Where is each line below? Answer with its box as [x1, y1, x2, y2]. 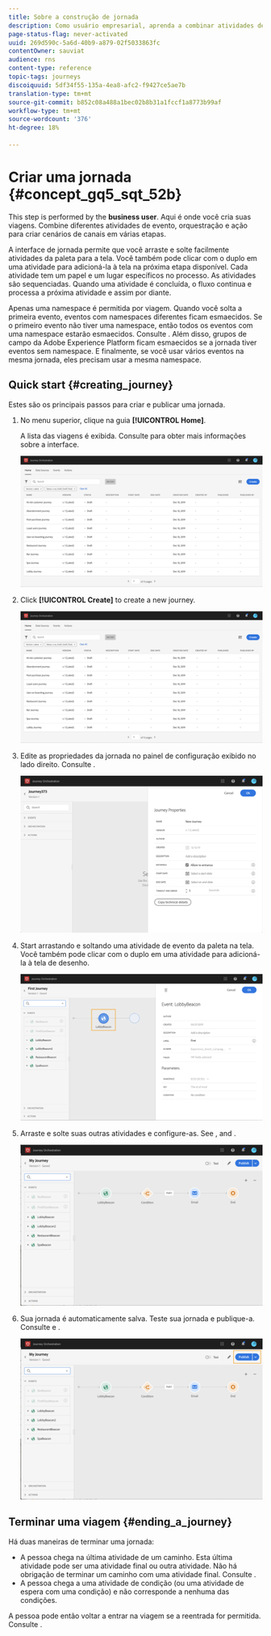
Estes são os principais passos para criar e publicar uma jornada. [8, 400, 226, 409]
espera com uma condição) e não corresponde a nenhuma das [19, 1587, 230, 1596]
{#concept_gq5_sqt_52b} [8, 186, 182, 203]
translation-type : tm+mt [8, 90, 92, 98]
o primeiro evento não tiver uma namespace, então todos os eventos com [8, 320, 253, 330]
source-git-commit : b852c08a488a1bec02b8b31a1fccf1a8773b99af [8, 98, 222, 107]
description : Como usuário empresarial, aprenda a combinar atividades [8, 21, 254, 30]
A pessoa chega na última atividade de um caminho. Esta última [19, 1552, 233, 1562]
